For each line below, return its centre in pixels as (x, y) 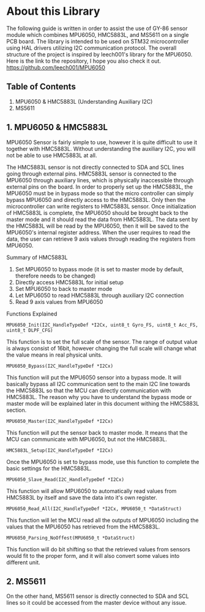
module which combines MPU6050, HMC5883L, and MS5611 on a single (98, 34)
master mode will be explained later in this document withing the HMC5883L (103, 403)
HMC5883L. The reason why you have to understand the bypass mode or (99, 397)
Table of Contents (41, 87)
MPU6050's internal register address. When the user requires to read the (99, 232)
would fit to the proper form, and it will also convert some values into (93, 556)
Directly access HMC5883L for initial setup (69, 282)
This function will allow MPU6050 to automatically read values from (91, 491)
